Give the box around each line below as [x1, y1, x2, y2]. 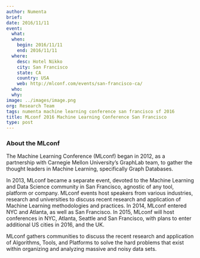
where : [11, 53, 28, 59]
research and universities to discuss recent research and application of [6, 196, 181, 203]
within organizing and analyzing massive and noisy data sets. [6, 245, 157, 253]
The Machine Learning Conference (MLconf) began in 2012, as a [6, 153, 165, 160]
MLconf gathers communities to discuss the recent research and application [6, 233, 194, 240]
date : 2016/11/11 [6, 20, 50, 26]
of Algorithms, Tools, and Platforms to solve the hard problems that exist [6, 239, 184, 246]
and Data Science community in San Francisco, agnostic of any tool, [6, 183, 174, 191]
